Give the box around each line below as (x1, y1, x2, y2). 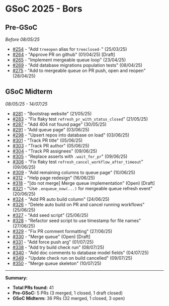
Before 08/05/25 (5, 36, 40, 42)
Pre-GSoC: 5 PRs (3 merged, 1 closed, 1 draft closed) (12, 290, 123, 296)
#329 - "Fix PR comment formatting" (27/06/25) (12, 228, 113, 234)
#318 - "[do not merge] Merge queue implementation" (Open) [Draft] (12, 180, 155, 186)
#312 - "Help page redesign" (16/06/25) (12, 175, 96, 181)
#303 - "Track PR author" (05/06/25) (12, 142, 90, 148)
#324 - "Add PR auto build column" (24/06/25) (12, 196, 110, 202)
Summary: (5, 275, 28, 281)
